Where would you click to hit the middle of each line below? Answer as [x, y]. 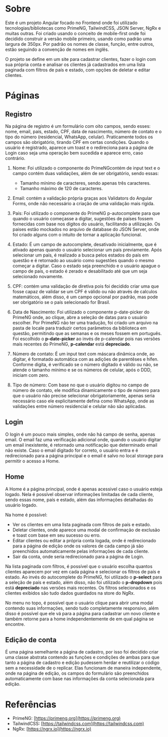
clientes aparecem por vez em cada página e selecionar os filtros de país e [83, 571]
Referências [31, 704]
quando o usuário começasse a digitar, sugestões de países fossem [83, 218]
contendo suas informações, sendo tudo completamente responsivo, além [82, 608]
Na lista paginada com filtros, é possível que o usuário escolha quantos [79, 566]
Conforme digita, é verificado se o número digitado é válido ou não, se [85, 364]
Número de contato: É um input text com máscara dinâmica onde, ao [83, 354]
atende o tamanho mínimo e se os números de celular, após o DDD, [82, 370]
